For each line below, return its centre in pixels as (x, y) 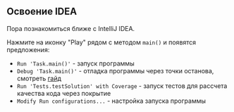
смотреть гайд (39, 78)
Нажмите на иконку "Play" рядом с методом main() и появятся (101, 42)
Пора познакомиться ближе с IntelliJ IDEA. (71, 28)
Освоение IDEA (42, 12)
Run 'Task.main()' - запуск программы (75, 63)
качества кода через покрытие (64, 93)
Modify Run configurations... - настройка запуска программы (111, 101)
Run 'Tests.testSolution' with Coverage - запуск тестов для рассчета (122, 86)
